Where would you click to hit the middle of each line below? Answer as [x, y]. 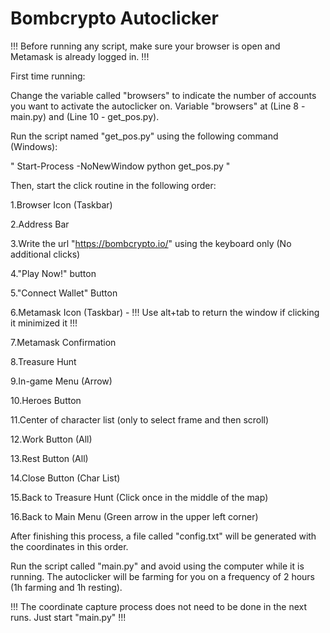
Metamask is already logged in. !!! [80, 56]
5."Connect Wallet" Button [64, 293]
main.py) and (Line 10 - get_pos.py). [85, 116]
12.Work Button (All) [51, 439]
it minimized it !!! [44, 323]
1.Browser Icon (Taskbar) [61, 204]
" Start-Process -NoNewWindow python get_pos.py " [120, 166]
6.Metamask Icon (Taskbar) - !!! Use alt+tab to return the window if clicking [165, 312]
